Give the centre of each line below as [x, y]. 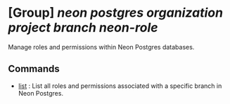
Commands [34, 69]
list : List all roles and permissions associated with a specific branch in [120, 86]
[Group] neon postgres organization [116, 13]
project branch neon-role [83, 28]
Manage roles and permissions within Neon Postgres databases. [101, 47]
